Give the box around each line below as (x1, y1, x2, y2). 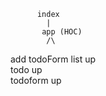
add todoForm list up (10, 53, 97, 65)
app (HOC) (41, 27, 83, 37)
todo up (10, 64, 43, 75)
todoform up (10, 75, 62, 86)
